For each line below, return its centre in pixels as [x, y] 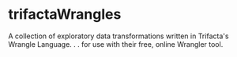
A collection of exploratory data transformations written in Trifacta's [118, 36]
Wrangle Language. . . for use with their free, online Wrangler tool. [116, 44]
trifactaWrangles [65, 14]
